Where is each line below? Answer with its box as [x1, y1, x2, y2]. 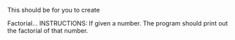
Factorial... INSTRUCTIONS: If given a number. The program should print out [7, 19, 229, 27]
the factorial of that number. [7, 27, 89, 34]
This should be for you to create [7, 6, 101, 14]
